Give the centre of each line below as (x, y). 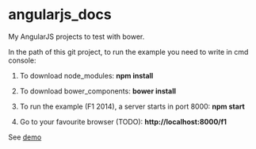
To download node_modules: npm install (86, 75)
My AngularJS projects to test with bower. (76, 36)
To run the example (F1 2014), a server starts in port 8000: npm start (132, 106)
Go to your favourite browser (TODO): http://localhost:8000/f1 (123, 121)
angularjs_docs (60, 15)
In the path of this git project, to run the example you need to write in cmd (128, 52)
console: (23, 60)
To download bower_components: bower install (98, 91)
